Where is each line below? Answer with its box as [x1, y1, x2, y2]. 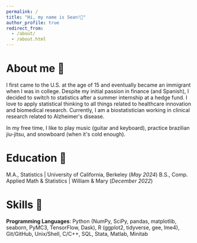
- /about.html [11, 36, 46, 42]
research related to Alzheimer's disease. [6, 113, 105, 120]
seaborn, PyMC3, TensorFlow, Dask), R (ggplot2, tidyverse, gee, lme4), [6, 223, 180, 231]
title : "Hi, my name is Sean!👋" [6, 14, 86, 20]
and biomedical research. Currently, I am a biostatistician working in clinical [6, 106, 190, 113]
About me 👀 [6, 62, 65, 75]
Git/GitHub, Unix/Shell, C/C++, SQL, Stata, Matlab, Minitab [6, 230, 148, 237]
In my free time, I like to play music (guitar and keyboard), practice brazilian [6, 124, 190, 131]
